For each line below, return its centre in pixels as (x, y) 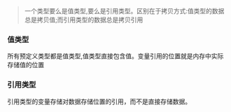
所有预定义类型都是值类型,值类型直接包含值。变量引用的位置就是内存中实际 (115, 56)
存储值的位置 (26, 65)
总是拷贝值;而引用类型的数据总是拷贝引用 (84, 20)
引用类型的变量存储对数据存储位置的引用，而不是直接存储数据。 (99, 101)
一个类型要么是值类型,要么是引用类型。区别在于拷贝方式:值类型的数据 (124, 11)
